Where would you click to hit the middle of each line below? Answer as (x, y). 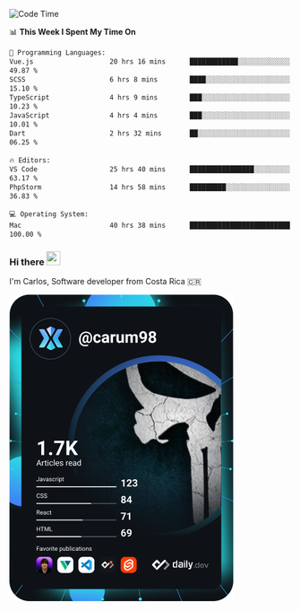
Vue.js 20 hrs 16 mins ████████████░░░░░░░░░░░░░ (150, 62)
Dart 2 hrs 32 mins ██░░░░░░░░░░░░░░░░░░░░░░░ (150, 134)
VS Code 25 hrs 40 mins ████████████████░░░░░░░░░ (150, 170)
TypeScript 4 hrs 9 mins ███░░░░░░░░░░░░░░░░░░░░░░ (150, 98)
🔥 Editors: (30, 161)
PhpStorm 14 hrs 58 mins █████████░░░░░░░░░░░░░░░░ (150, 188)
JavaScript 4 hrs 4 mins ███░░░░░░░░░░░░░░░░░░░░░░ (150, 116)
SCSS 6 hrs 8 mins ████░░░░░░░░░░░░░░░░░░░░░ (150, 80)
